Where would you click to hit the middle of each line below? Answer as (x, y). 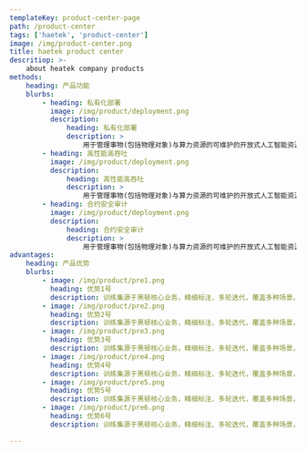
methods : (26, 77)
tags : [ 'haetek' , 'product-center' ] (79, 35)
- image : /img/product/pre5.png (104, 382)
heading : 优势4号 (81, 365)
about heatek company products (85, 69)
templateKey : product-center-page (75, 18)
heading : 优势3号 (81, 340)
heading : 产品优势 (58, 264)
